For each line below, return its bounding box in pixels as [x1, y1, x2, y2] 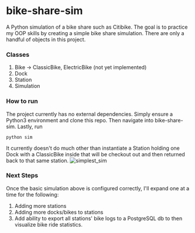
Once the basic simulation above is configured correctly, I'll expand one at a [6, 184, 190, 191]
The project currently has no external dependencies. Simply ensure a [6, 110, 173, 118]
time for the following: [6, 191, 59, 198]
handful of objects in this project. [6, 36, 86, 43]
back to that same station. [6, 157, 69, 164]
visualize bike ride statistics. [14, 221, 83, 228]
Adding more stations [14, 202, 67, 209]
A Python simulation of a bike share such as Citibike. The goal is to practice [6, 23, 188, 30]
